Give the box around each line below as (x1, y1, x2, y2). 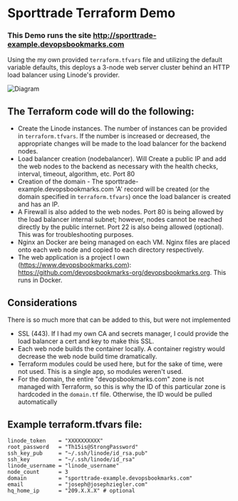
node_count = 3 (7, 468, 69, 475)
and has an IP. (17, 200, 60, 208)
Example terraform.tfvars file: (7, 418, 143, 430)
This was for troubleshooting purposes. (17, 231, 134, 239)
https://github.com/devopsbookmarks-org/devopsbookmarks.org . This (17, 268, 227, 277)
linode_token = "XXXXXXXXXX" (7, 437, 103, 444)
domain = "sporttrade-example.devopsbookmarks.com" (7, 475, 193, 482)
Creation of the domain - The (17, 177, 103, 186)
